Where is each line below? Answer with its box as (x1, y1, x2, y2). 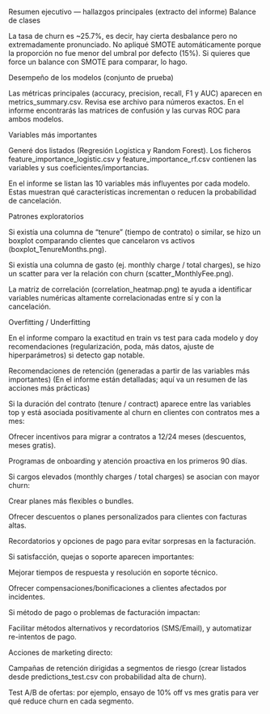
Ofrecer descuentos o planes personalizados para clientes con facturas (8, 512, 247, 521)
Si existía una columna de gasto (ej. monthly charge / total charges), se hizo (8, 260, 261, 270)
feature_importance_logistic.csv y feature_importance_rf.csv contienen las (8, 154, 257, 164)
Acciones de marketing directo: (8, 648, 113, 657)
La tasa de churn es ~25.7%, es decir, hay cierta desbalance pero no (8, 32, 238, 41)
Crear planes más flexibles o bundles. (8, 496, 134, 506)
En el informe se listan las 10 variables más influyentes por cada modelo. (8, 178, 251, 188)
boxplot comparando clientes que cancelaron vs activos (8, 236, 196, 246)
